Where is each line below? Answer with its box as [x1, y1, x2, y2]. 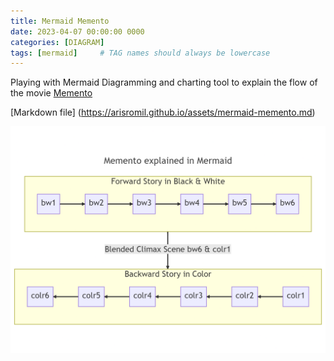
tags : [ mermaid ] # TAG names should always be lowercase [10, 48, 271, 58]
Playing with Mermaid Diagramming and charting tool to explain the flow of [10, 76, 318, 89]
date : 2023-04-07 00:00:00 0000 [10, 26, 145, 37]
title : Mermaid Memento [10, 16, 110, 26]
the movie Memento [10, 87, 93, 99]
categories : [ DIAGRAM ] [10, 37, 105, 47]
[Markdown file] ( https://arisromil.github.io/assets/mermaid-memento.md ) [10, 106, 316, 119]
